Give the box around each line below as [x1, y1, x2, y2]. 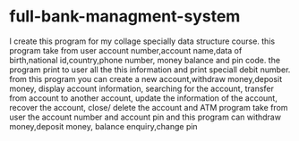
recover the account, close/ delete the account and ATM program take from [9, 102, 288, 112]
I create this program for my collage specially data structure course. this [9, 36, 276, 46]
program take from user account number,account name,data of [9, 45, 243, 55]
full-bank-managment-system [9, 6, 241, 27]
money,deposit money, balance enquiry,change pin [9, 120, 199, 131]
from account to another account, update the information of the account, [9, 92, 278, 104]
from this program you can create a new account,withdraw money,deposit [9, 73, 283, 84]
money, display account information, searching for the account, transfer [9, 83, 275, 94]
